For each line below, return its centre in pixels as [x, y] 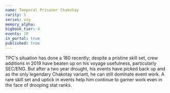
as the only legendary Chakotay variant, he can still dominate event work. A [85, 74]
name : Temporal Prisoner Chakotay [42, 10]
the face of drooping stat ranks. [39, 85]
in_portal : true [23, 39]
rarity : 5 [16, 15]
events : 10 [17, 34]
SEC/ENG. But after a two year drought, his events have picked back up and [85, 68]
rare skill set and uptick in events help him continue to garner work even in [84, 79]
